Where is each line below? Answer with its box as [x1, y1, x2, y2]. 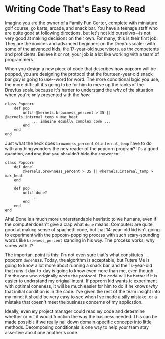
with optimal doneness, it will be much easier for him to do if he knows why [5, 283, 158, 289]
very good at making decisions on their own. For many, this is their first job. [5, 35, 158, 41]
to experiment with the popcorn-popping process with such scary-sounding [5, 232, 160, 238]
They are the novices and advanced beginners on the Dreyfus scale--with [5, 40, 155, 46]
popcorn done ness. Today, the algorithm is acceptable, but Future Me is [5, 257, 150, 263]
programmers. [5, 56, 34, 62]
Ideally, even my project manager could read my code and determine [5, 308, 145, 314]
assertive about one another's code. [5, 329, 79, 335]
